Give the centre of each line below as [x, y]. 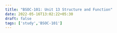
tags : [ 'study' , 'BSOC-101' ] [34, 23]
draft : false [18, 18]
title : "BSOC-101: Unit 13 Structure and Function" [59, 9]
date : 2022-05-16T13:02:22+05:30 [39, 14]
